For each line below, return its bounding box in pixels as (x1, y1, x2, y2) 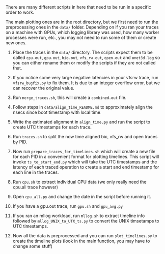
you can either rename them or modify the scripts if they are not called (12, 60, 156, 65)
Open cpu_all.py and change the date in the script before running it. (12, 194, 151, 199)
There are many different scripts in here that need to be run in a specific (5, 4, 151, 10)
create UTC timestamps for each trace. (12, 124, 92, 130)
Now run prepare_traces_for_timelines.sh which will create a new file (12, 149, 156, 154)
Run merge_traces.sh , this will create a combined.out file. (12, 95, 127, 100)
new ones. (5, 40, 27, 46)
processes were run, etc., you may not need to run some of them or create (5, 34, 157, 40)
